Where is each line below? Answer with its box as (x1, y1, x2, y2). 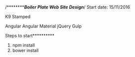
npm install (12, 42, 35, 48)
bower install (12, 48, 39, 53)
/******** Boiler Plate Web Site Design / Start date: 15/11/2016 (5, 4, 131, 10)
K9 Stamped (5, 14, 31, 19)
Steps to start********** (5, 33, 55, 38)
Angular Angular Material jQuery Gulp (5, 23, 82, 29)
